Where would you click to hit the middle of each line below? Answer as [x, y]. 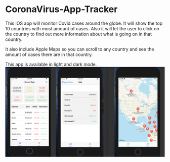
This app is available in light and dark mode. [51, 64]
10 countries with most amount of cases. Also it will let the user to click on [82, 28]
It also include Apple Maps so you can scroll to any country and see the [80, 49]
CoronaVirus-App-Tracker [61, 9]
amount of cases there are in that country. [49, 55]
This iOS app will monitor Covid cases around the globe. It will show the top [84, 23]
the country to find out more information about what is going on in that [79, 34]
